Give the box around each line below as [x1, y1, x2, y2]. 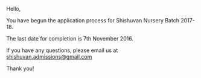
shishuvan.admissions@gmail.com [6, 53, 92, 60]
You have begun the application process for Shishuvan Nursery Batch [6, 17, 180, 24]
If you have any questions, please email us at [6, 47, 118, 54]
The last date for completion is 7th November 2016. [6, 35, 134, 42]
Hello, [6, 5, 21, 12]
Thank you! [6, 65, 34, 72]
